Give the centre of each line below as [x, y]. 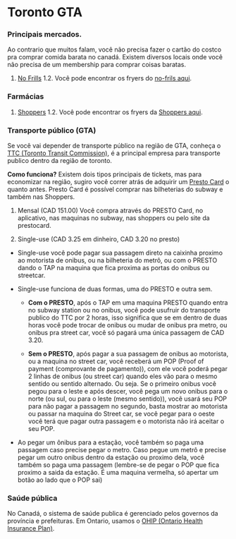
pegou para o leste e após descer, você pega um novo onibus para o [128, 392]
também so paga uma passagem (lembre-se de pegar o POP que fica [118, 465]
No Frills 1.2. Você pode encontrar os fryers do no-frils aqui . [105, 78]
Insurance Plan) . [31, 528]
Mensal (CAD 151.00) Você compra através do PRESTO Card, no [110, 211]
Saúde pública [32, 498]
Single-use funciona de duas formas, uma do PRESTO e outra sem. [115, 289]
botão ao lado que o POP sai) [60, 480]
